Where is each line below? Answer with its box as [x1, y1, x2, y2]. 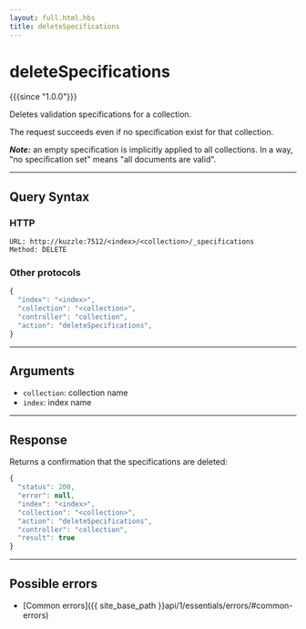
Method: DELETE [9, 246, 67, 255]
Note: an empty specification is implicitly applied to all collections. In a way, [9, 144, 293, 155]
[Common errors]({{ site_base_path [22, 600, 157, 611]
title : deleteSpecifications [9, 22, 120, 31]
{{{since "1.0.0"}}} [9, 91, 77, 102]
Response [9, 432, 68, 447]
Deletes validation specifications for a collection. [9, 109, 192, 120]
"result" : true [17, 533, 76, 543]
